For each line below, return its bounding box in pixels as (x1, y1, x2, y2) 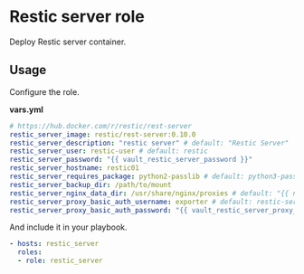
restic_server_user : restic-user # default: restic (9, 146, 208, 156)
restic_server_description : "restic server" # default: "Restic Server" (9, 138, 290, 147)
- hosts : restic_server (9, 240, 100, 249)
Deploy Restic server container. (9, 36, 127, 47)
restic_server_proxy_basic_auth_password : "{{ (9, 205, 188, 214)
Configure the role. (9, 86, 80, 97)
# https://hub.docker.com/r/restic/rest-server (9, 121, 193, 130)
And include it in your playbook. (9, 222, 128, 232)
